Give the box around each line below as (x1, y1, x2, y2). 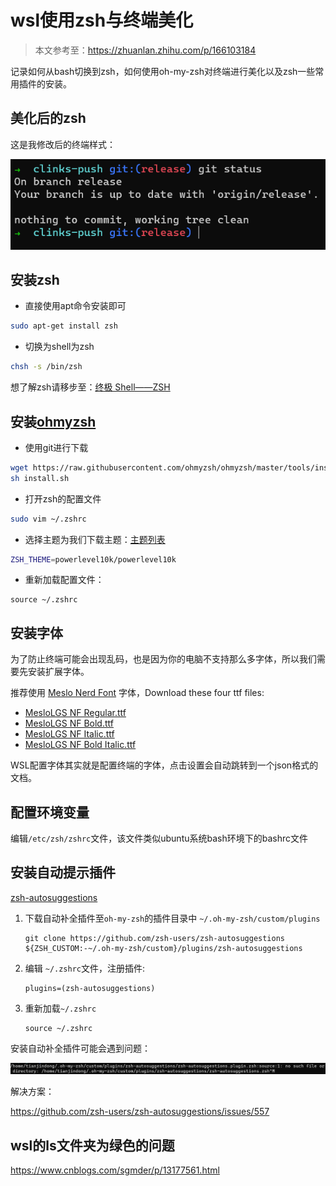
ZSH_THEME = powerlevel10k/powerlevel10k (10, 554, 177, 565)
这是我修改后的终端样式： (10, 138, 116, 150)
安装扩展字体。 (27, 666, 90, 678)
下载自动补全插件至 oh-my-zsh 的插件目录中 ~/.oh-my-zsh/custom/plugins (24, 912, 321, 924)
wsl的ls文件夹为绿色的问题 (10, 1137, 175, 1154)
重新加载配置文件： (24, 574, 105, 586)
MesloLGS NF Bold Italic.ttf (24, 739, 137, 751)
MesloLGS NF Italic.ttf (24, 728, 115, 740)
